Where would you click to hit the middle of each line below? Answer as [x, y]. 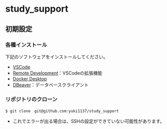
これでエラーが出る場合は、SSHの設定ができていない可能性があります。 [89, 121]
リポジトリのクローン [31, 99]
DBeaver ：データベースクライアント [51, 85]
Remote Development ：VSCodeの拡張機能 [57, 73]
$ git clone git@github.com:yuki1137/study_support [62, 111]
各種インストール [26, 45]
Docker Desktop [30, 79]
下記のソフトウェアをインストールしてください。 [57, 57]
